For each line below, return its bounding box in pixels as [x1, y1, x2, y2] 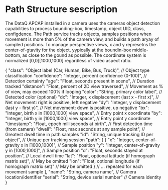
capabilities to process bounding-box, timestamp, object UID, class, [5, 25, 145, 31]
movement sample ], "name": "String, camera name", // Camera [5, 168, 136, 174]
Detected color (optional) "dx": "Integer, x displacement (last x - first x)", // [5, 94, 159, 100]
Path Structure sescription [5, 4, 118, 15]
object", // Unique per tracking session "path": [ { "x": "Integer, [5, 137, 134, 143]
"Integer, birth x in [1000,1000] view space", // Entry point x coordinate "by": [5, 110, 162, 116]
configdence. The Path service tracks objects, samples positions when [5, 31, 152, 37]
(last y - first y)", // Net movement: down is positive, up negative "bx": [5, 105, 149, 111]
